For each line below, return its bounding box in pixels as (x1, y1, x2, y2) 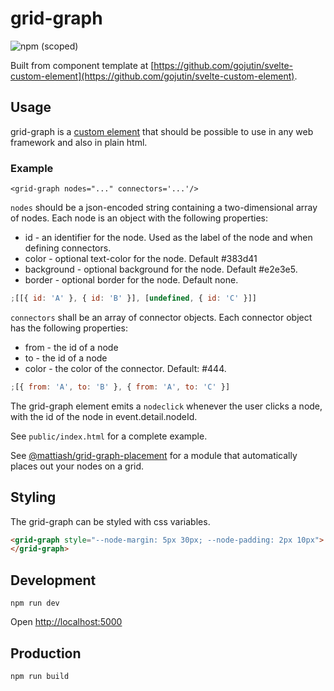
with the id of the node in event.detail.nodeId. (10, 410, 198, 422)
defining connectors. (24, 242, 112, 254)
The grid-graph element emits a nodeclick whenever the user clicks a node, (10, 400, 323, 412)
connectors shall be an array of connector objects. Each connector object (10, 311, 313, 323)
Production (10, 645, 82, 662)
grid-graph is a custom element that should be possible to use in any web (10, 125, 314, 137)
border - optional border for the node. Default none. (24, 274, 239, 286)
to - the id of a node (24, 352, 108, 364)
